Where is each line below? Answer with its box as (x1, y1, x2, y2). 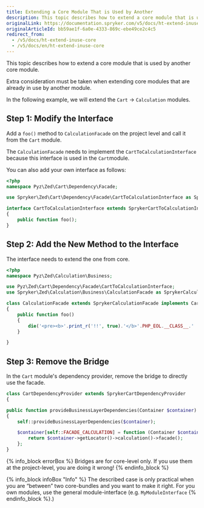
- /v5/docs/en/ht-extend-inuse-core (12, 43, 104, 49)
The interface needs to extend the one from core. (6, 255, 130, 263)
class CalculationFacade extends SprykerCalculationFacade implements (6, 300, 189, 307)
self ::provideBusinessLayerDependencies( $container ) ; (17, 419, 156, 425)
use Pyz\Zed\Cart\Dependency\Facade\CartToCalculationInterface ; (6, 284, 175, 290)
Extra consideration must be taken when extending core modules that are (6, 77, 190, 85)
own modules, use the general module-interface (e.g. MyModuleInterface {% (6, 489, 196, 496)
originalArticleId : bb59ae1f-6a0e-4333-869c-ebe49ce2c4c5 (6, 26, 156, 32)
